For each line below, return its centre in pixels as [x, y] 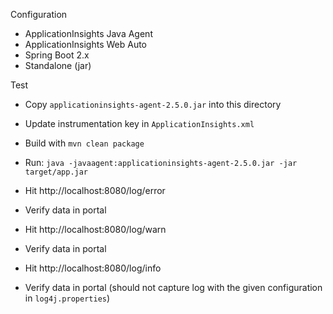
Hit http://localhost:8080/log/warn [95, 229]
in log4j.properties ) [67, 298]
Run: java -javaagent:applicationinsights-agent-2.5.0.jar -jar [161, 162]
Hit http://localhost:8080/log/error [95, 190]
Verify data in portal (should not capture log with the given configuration [173, 287]
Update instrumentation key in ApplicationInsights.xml [139, 123]
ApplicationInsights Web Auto [85, 44]
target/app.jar [56, 172]
